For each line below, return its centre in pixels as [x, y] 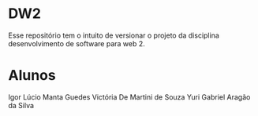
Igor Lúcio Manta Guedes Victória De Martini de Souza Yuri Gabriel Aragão [129, 97]
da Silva [21, 105]
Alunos [32, 76]
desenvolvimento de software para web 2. [77, 43]
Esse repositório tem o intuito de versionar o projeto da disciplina [114, 35]
